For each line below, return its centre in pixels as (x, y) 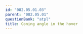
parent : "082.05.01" (27, 14)
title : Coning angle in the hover (42, 24)
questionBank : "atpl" (28, 19)
